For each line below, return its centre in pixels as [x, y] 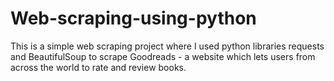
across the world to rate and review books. [98, 67]
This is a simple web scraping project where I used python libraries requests [167, 46]
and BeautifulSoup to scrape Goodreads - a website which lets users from [163, 56]
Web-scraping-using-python [133, 18]
